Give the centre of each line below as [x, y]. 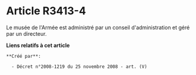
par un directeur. [26, 33]
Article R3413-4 [46, 11]
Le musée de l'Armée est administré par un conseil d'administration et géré [98, 27]
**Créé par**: [24, 56]
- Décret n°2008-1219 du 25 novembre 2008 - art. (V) [79, 67]
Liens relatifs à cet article [38, 45]
